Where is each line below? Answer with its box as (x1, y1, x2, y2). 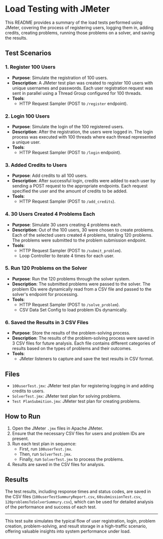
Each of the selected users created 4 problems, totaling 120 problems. (12, 232, 153, 238)
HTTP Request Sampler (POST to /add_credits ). (19, 198, 115, 205)
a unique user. (12, 139, 41, 145)
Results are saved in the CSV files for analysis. (12, 461, 105, 467)
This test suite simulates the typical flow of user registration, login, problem (5, 518, 156, 523)
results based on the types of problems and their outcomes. (12, 346, 132, 351)
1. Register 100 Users (5, 64, 56, 70)
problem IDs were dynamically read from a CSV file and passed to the (12, 286, 152, 292)
